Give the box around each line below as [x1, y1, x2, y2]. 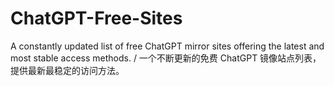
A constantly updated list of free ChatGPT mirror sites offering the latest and [10, 40, 325, 52]
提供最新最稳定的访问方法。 [10, 64, 125, 76]
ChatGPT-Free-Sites [10, 7, 183, 30]
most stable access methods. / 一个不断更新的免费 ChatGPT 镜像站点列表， [10, 52, 322, 64]
